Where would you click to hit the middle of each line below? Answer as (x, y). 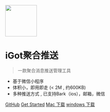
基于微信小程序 (28, 81)
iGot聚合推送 (32, 56)
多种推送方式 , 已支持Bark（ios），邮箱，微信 (59, 93)
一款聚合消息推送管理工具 (44, 70)
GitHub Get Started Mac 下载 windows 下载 (50, 104)
